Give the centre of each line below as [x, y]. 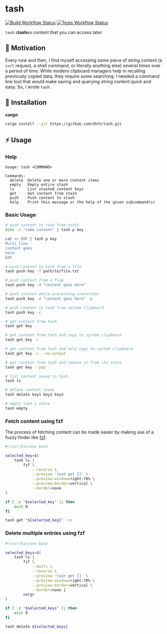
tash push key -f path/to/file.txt [42, 271]
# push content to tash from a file [43, 267]
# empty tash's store [28, 404]
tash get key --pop [25, 367]
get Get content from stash [43, 193]
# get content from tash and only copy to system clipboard [69, 349]
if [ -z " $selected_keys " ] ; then [41, 608]
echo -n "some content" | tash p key [44, 230]
